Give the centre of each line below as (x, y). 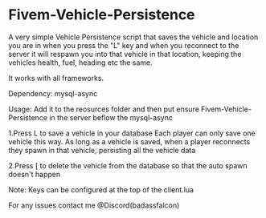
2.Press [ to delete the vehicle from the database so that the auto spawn (128, 165)
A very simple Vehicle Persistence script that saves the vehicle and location (133, 37)
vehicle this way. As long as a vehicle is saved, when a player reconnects (129, 141)
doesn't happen (35, 174)
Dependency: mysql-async (53, 93)
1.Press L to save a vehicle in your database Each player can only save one (132, 133)
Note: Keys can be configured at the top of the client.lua (101, 189)
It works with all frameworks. (56, 78)
